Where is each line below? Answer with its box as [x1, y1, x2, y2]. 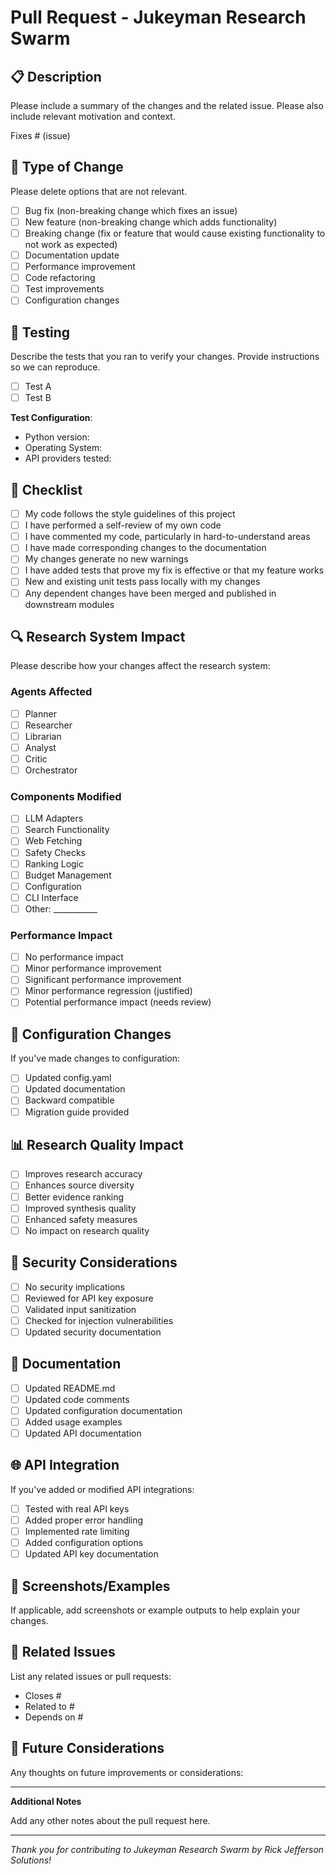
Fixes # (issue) [10, 130, 71, 141]
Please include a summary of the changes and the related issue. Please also [10, 100, 324, 111]
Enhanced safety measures [24, 1213, 138, 1225]
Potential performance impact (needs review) [24, 996, 212, 1008]
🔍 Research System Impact [10, 628, 186, 645]
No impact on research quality [24, 1224, 150, 1236]
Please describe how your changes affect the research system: [10, 660, 271, 672]
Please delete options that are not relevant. [10, 185, 188, 197]
